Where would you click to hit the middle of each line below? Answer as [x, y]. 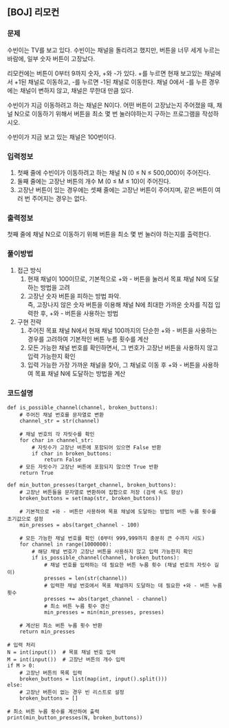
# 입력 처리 [21, 645]
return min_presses [47, 632]
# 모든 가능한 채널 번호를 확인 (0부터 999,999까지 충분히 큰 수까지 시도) [112, 538]
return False [62, 460]
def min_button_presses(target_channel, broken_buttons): [92, 485]
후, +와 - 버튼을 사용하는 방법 [79, 313]
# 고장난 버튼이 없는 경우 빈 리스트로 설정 [72, 692]
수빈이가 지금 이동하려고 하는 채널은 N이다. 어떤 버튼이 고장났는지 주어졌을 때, [111, 105]
